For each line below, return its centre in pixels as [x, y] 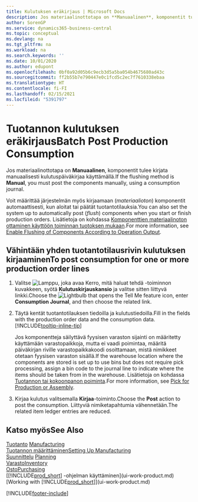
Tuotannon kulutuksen [63, 128]
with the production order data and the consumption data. [85, 320]
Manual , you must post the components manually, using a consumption [93, 182]
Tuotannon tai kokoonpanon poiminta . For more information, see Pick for [102, 381]
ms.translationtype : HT [35, 83]
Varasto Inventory [27, 463]
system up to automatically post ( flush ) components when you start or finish [99, 213]
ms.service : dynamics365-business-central [59, 28]
